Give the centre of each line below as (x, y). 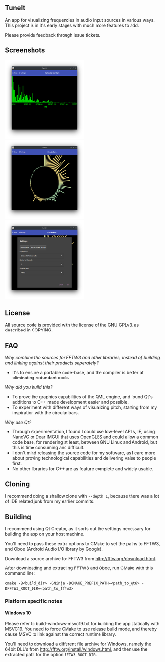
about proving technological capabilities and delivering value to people (84, 458)
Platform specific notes (34, 601)
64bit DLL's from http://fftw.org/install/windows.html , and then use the (76, 649)
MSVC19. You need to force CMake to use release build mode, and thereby (81, 629)
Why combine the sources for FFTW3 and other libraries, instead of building (82, 358)
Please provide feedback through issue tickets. (53, 35)
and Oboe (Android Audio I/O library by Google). (54, 549)
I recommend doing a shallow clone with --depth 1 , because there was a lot (82, 496)
